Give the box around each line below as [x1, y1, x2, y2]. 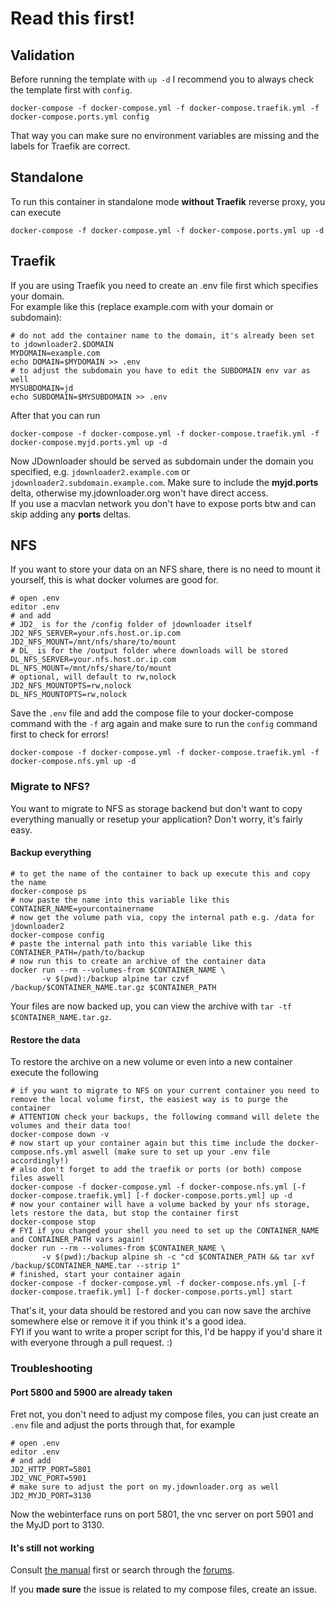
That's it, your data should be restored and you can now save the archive [10, 1305, 312, 1317]
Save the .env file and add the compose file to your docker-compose [10, 707, 294, 719]
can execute [10, 206, 62, 218]
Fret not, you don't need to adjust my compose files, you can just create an [10, 1408, 320, 1421]
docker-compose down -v [10, 1130, 110, 1140]
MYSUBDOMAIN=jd [10, 383, 74, 393]
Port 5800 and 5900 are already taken [10, 1386, 173, 1398]
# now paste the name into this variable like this [10, 895, 230, 905]
